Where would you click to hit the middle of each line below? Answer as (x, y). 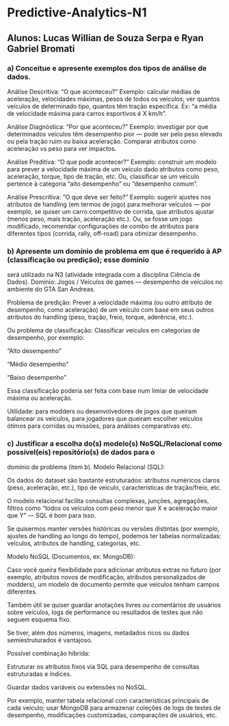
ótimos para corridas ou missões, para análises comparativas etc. (100, 426)
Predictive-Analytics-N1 (77, 13)
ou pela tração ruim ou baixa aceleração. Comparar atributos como (102, 141)
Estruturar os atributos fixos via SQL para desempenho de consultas (103, 667)
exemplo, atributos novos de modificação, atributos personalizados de (106, 577)
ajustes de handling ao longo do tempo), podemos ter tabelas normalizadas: (114, 536)
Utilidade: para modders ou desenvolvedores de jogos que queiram (102, 411)
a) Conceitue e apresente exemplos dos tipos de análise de (107, 68)
